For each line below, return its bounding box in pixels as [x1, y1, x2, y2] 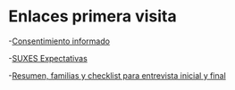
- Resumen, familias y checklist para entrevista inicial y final [8, 70, 227, 81]
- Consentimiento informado [8, 36, 111, 46]
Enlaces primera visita [8, 6, 177, 27]
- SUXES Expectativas [8, 53, 88, 63]
